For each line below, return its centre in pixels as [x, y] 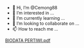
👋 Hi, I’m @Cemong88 [35, 8]
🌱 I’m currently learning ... [39, 18]
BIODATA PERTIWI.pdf [28, 40]
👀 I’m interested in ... [33, 13]
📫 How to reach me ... [35, 29]
